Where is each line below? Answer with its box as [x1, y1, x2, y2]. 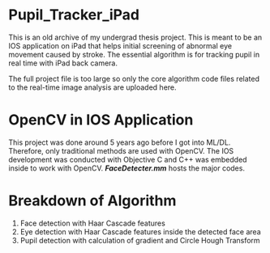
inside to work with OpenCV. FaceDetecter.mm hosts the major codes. [8, 163, 246, 173]
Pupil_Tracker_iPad [8, 6, 140, 24]
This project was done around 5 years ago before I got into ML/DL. [8, 137, 231, 147]
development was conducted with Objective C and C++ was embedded [8, 154, 247, 164]
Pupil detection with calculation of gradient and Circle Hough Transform [19, 235, 261, 245]
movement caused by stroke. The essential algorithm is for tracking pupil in [8, 49, 260, 59]
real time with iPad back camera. [8, 58, 118, 68]
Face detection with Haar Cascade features [19, 218, 166, 228]
